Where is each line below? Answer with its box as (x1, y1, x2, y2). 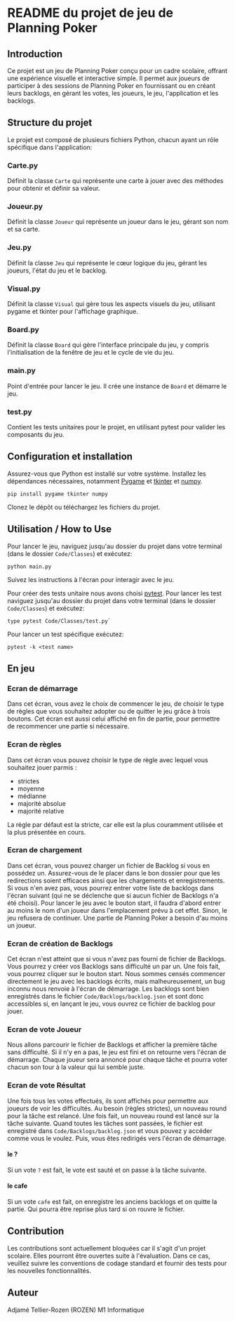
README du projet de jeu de (7, 5, 174, 21)
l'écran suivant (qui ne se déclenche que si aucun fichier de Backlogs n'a (7, 891, 219, 899)
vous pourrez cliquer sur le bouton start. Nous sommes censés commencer (7, 970, 226, 978)
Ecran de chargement (7, 845, 82, 855)
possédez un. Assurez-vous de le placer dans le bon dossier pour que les (7, 868, 221, 877)
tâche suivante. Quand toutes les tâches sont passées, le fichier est (7, 1119, 203, 1127)
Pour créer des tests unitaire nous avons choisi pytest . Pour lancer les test (7, 589, 222, 598)
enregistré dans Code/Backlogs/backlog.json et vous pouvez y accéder (7, 1126, 213, 1134)
